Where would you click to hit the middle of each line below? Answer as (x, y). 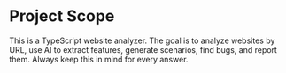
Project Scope (62, 16)
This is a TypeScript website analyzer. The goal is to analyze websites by (142, 40)
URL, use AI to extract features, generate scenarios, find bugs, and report (143, 49)
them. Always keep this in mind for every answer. (99, 59)
